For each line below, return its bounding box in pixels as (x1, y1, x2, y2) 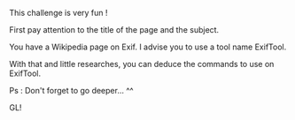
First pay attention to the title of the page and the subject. (9, 25, 220, 34)
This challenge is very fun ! (9, 8, 108, 18)
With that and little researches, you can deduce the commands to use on (9, 59, 275, 69)
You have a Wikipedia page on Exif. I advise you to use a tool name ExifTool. (9, 41, 287, 52)
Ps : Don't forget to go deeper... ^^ (9, 86, 135, 95)
